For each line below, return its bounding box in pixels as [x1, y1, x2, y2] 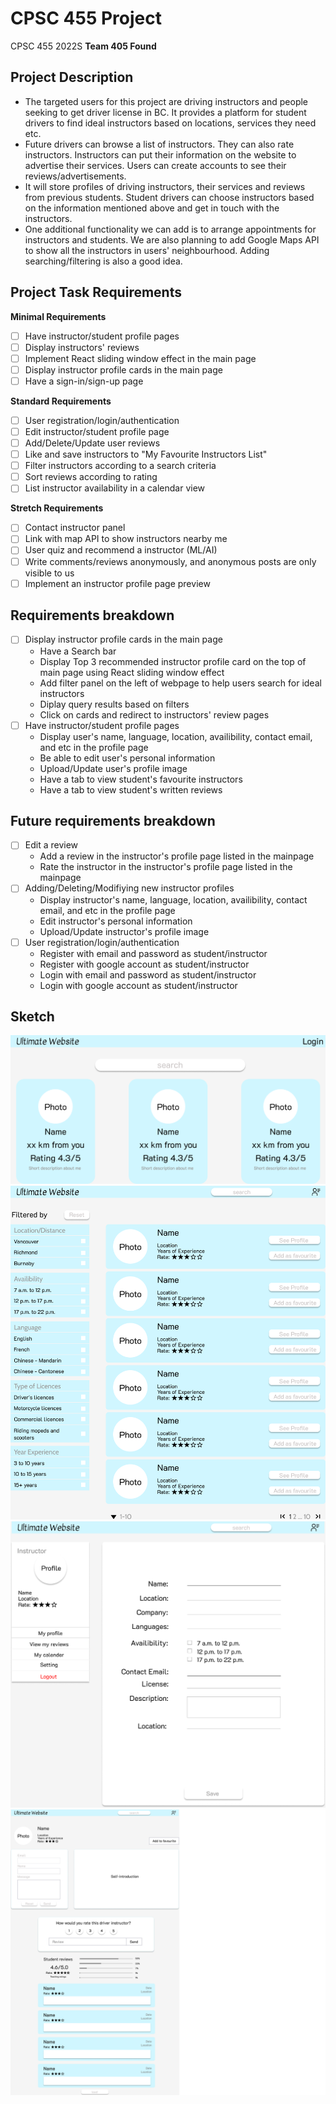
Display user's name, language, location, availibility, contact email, [39, 730, 313, 742]
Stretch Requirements [10, 502, 104, 514]
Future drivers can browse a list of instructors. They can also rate [24, 138, 295, 150]
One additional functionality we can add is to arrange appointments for [24, 223, 317, 235]
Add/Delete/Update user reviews [24, 437, 161, 449]
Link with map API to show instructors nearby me [24, 533, 228, 545]
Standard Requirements [10, 395, 112, 407]
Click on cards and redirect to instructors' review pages [39, 708, 270, 721]
